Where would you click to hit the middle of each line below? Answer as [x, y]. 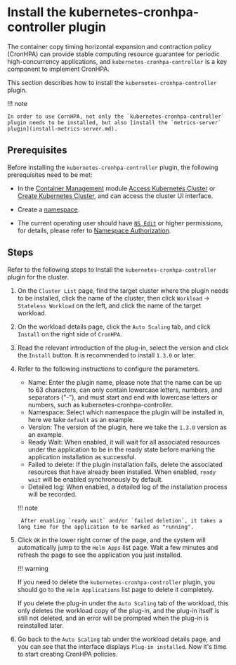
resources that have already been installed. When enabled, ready [122, 472]
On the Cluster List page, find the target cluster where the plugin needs [123, 290]
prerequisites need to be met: [50, 175]
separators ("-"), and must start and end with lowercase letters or [123, 397]
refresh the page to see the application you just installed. [100, 555]
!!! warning [33, 568]
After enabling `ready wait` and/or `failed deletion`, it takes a [122, 520]
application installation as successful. [82, 456]
